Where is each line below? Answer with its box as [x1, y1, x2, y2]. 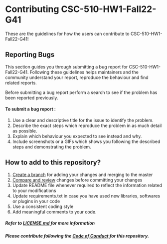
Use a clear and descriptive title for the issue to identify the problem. [12, 117, 154, 123]
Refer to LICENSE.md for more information [5, 220, 95, 226]
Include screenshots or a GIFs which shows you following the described [12, 138, 161, 144]
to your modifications [12, 187, 56, 193]
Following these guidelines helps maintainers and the [29, 69, 139, 75]
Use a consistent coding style [12, 203, 74, 209]
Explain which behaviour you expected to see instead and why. [12, 133, 142, 139]
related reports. [5, 79, 37, 85]
